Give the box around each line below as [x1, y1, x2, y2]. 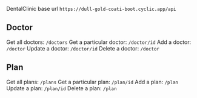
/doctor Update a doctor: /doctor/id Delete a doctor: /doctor [6, 44, 159, 52]
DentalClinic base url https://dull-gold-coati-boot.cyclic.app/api [6, 5, 177, 12]
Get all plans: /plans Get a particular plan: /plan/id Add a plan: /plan [6, 78, 179, 85]
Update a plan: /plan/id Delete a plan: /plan [6, 84, 117, 92]
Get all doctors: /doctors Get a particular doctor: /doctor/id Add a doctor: [6, 38, 192, 46]
